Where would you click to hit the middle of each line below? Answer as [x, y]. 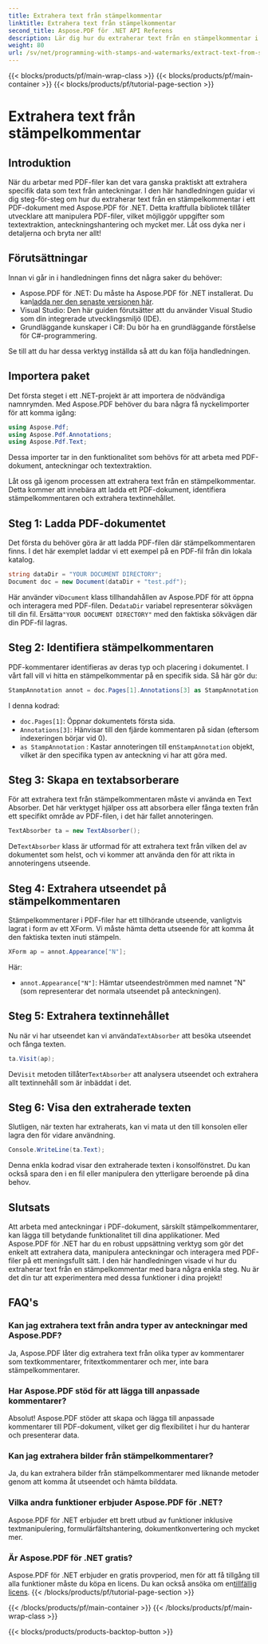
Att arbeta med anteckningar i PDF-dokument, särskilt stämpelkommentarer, [134, 1227]
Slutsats [29, 1208]
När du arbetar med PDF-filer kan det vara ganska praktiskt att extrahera [128, 182]
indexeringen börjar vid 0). [63, 738]
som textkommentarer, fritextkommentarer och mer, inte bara [108, 1362]
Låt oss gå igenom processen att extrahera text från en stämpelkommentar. [132, 482]
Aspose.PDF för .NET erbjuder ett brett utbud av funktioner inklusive [120, 1520]
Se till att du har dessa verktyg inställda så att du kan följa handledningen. [130, 351]
